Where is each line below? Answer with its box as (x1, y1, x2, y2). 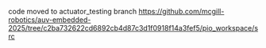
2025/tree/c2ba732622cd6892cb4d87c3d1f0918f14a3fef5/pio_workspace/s (8, 24, 259, 32)
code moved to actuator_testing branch (8, 7, 137, 16)
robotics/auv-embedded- (8, 15, 91, 24)
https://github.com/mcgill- (138, 7, 225, 16)
